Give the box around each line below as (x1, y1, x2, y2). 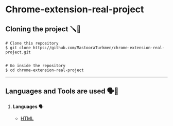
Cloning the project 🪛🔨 (5, 25, 81, 33)
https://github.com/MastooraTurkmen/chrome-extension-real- (32, 45, 165, 50)
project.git (5, 50, 31, 55)
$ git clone (5, 45, 31, 50)
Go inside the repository (10, 63, 66, 68)
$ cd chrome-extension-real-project (5, 68, 84, 73)
